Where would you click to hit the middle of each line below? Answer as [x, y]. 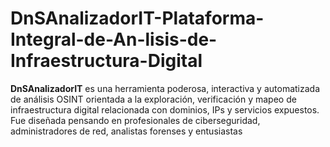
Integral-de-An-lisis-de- [114, 39]
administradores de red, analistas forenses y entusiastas [126, 131]
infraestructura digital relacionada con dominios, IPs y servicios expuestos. [165, 109]
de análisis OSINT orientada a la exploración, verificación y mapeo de [153, 99]
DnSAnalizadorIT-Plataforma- [137, 18]
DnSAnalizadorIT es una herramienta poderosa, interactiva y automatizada [165, 88]
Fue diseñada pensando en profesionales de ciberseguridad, [135, 120]
